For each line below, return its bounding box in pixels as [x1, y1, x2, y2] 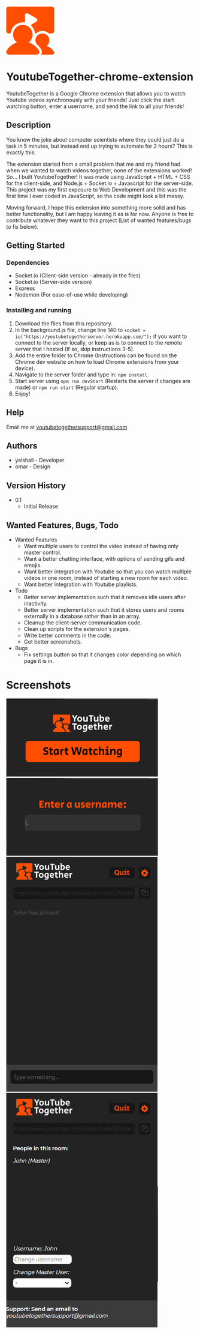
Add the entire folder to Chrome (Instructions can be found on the [14, 352, 177, 359]
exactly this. [6, 148, 36, 156]
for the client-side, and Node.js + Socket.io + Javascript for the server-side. [6, 180, 193, 187]
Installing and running [6, 306, 72, 315]
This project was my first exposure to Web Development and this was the [6, 186, 187, 193]
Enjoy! [14, 390, 31, 397]
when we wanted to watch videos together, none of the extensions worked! [6, 166, 192, 174]
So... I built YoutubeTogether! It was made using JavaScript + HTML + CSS [6, 173, 190, 180]
